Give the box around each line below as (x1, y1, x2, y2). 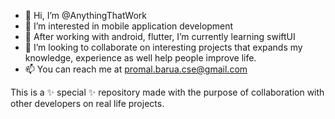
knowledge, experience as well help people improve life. (24, 52, 257, 64)
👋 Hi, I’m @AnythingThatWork (24, 10, 147, 21)
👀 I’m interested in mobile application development (24, 20, 234, 32)
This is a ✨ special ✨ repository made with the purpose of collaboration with (10, 86, 325, 98)
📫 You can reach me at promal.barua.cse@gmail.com (24, 63, 248, 75)
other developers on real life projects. (10, 98, 165, 109)
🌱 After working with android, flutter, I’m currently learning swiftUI (24, 31, 296, 42)
